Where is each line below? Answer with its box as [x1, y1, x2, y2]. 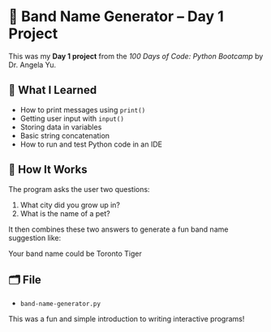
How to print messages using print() [19, 104, 146, 114]
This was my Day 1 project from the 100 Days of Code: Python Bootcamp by [8, 51, 264, 61]
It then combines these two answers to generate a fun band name [8, 224, 229, 234]
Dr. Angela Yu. [8, 60, 57, 70]
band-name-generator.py [19, 300, 101, 309]
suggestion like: [8, 232, 62, 242]
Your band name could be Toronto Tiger [8, 249, 142, 258]
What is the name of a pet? [19, 208, 111, 218]
